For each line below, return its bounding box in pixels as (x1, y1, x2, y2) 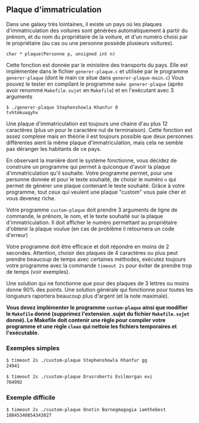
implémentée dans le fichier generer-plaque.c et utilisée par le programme (6, 68, 188, 75)
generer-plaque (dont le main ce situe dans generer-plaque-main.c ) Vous (6, 74, 184, 81)
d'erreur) (6, 231, 29, 238)
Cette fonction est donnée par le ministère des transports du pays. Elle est (6, 61, 188, 68)
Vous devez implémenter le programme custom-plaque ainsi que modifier (6, 304, 188, 311)
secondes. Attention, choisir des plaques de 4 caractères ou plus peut (6, 249, 178, 256)
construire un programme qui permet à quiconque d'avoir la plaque (6, 163, 170, 170)
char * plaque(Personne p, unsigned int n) (6, 50, 116, 57)
